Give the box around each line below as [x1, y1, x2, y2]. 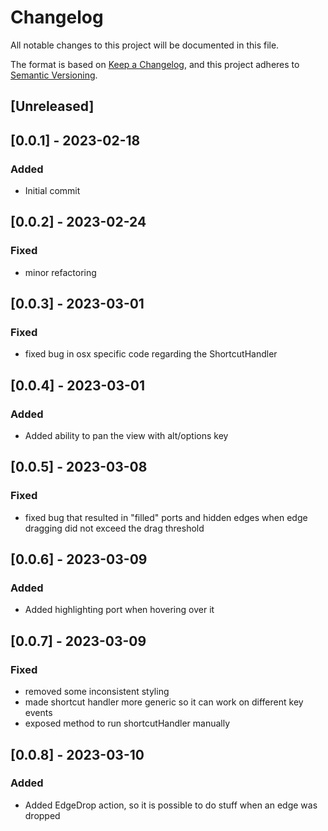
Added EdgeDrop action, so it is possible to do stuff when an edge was [24, 799, 318, 811]
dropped [24, 809, 61, 821]
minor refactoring [24, 266, 97, 278]
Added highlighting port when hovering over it [24, 604, 215, 616]
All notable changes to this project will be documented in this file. [10, 39, 280, 51]
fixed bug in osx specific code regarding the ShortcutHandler [24, 348, 278, 360]
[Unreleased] [10, 98, 95, 115]
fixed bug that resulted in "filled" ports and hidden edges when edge [24, 511, 308, 523]
